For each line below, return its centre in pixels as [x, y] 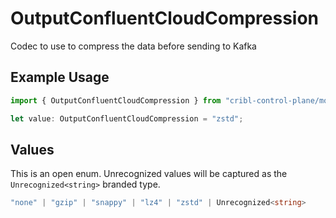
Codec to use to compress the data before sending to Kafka [133, 46]
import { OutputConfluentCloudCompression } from [116, 100]
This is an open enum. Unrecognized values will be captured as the [149, 174]
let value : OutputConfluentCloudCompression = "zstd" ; [127, 118]
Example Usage [60, 77]
